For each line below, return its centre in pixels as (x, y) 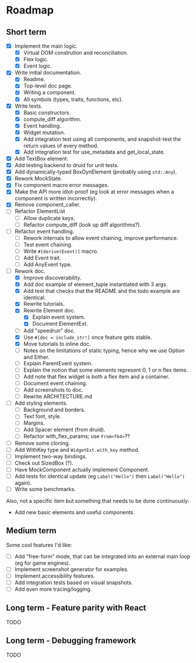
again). (23, 482)
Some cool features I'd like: (39, 545)
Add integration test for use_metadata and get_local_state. (94, 152)
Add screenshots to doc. (53, 390)
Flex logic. (36, 59)
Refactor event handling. (44, 231)
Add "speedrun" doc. (49, 331)
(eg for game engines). (42, 563)
